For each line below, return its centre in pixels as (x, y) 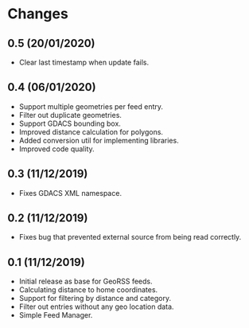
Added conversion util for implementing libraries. (99, 140)
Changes (38, 14)
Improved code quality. (56, 149)
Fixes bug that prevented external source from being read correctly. (130, 237)
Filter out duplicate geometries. (70, 115)
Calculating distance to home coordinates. (88, 290)
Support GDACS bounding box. (70, 123)
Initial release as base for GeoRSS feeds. (86, 281)
